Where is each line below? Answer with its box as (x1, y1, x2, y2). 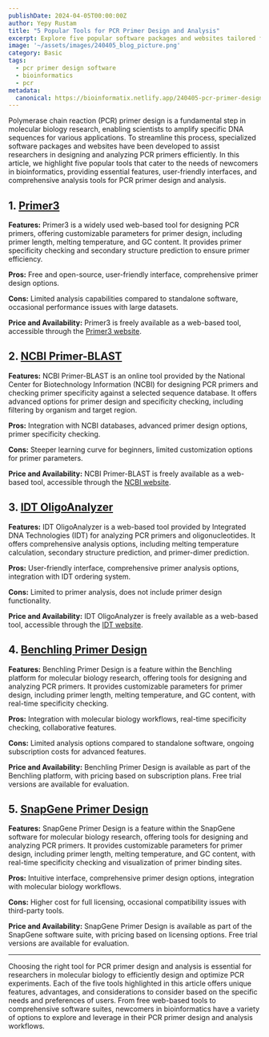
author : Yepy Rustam (8, 19, 78, 27)
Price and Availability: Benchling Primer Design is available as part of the (8, 762, 251, 771)
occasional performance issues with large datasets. (8, 303, 179, 312)
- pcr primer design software (15, 64, 116, 72)
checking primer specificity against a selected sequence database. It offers (8, 388, 258, 397)
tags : (8, 57, 26, 65)
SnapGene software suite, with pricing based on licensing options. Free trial (8, 930, 258, 940)
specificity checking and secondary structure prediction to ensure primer (8, 246, 250, 255)
